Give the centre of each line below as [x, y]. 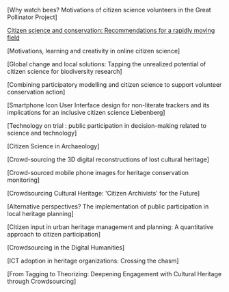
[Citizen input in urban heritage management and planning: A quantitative [110, 227]
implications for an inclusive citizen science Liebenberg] [86, 112]
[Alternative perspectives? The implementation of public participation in [108, 207]
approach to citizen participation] [54, 234]
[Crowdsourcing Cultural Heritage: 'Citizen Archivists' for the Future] [104, 193]
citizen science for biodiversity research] [65, 71]
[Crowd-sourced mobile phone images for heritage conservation [98, 173]
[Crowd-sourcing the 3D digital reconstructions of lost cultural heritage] [108, 159]
